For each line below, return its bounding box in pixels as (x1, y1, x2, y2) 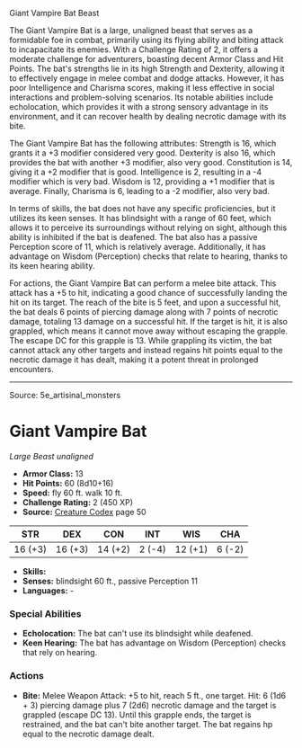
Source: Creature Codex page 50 (22, 506, 147, 517)
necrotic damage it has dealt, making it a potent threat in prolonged (9, 354, 259, 365)
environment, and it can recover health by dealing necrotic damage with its (9, 111, 287, 121)
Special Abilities (9, 607, 82, 619)
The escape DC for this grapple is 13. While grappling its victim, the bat (9, 335, 272, 345)
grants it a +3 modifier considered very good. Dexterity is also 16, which (9, 147, 276, 158)
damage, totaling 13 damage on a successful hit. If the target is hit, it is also (9, 316, 288, 326)
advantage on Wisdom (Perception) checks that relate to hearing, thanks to (9, 251, 288, 262)
